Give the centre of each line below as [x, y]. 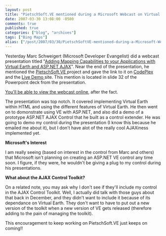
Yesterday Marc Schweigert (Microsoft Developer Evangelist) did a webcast [82, 56]
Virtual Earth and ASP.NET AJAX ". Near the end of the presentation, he [77, 66]
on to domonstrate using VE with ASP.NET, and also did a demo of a [74, 112]
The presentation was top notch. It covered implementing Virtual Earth [77, 101]
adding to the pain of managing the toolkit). [49, 213]
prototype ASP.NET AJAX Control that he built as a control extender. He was [83, 117]
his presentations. [23, 168]
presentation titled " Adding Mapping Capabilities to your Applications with [80, 61]
